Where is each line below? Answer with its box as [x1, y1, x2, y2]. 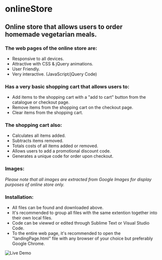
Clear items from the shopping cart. [12, 110, 83, 116]
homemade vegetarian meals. [5, 30, 97, 38]
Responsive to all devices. [12, 56, 64, 61]
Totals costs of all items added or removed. [12, 143, 98, 149]
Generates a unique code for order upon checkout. [12, 153, 114, 159]
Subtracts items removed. [12, 138, 64, 144]
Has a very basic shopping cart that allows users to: [5, 83, 130, 90]
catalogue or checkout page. [12, 99, 70, 105]
